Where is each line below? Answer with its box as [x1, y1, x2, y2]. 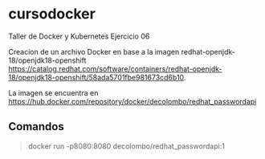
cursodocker [8, 5, 96, 23]
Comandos [8, 120, 64, 133]
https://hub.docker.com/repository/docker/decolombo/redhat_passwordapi [8, 96, 257, 106]
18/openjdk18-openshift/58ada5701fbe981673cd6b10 [8, 72, 185, 82]
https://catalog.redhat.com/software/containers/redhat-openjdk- [8, 63, 222, 73]
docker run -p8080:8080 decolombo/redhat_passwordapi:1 [27, 141, 225, 151]
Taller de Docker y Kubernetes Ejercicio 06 [8, 31, 150, 41]
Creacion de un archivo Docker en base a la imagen [8, 47, 180, 56]
